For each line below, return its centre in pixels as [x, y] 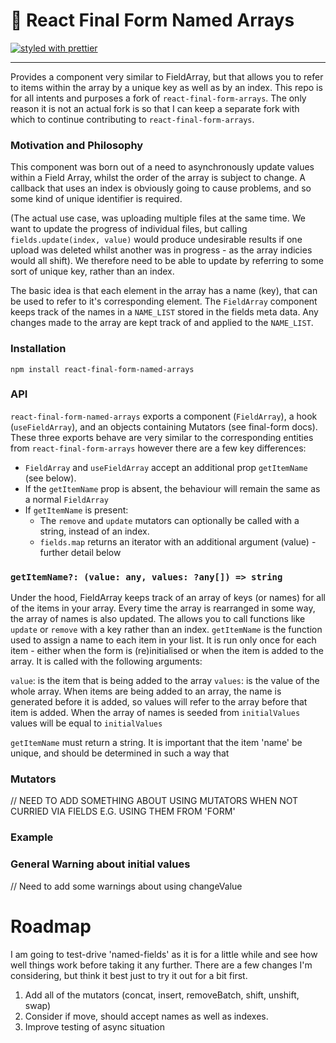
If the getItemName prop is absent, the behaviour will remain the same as [172, 488]
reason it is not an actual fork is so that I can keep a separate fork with [155, 108]
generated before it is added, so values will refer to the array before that [159, 702]
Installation [38, 349]
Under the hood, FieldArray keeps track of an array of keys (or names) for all [168, 598]
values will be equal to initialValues [86, 723]
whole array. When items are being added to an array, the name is [146, 691]
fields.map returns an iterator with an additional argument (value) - [178, 541]
